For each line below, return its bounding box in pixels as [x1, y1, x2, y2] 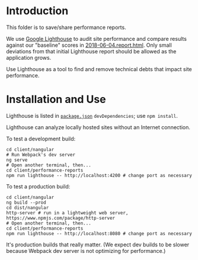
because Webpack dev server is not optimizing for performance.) [6, 247, 166, 254]
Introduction [6, 4, 69, 18]
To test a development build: [6, 135, 76, 142]
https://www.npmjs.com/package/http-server [6, 215, 116, 221]
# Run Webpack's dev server [6, 152, 76, 158]
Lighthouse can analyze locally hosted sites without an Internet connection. [6, 123, 191, 131]
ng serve [6, 157, 28, 163]
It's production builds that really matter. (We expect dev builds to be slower [6, 241, 190, 248]
